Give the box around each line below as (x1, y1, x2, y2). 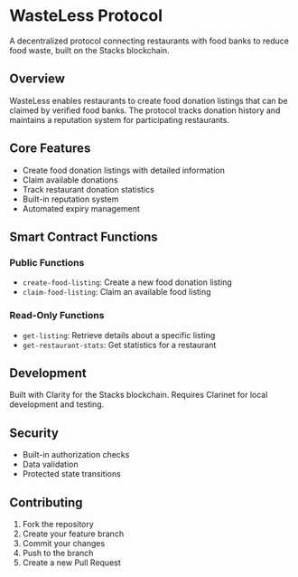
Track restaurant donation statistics (22, 184, 155, 194)
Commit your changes (22, 537, 106, 548)
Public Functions (9, 256, 85, 269)
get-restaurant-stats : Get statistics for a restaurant (22, 339, 217, 350)
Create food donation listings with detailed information (22, 165, 226, 175)
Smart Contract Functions (9, 229, 158, 244)
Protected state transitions (22, 468, 122, 479)
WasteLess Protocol (9, 5, 163, 26)
